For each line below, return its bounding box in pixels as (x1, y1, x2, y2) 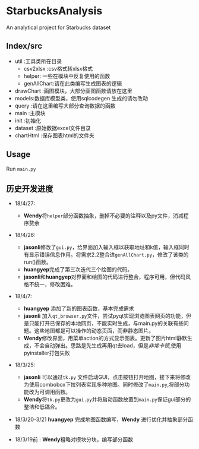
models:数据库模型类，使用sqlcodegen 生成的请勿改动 (14, 94, 149, 102)
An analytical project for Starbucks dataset (6, 24, 111, 31)
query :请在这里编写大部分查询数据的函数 (14, 102, 116, 109)
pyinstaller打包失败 (23, 349, 70, 357)
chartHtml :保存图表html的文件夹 (14, 132, 95, 139)
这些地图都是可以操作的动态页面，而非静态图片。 (34, 327, 154, 334)
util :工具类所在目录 (14, 58, 62, 65)
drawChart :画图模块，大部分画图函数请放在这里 (14, 87, 132, 94)
